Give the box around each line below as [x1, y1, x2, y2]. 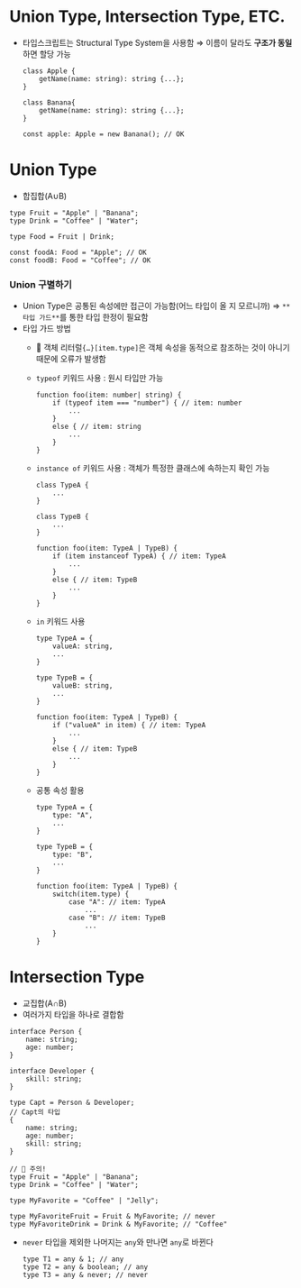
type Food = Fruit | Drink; [9, 232, 115, 241]
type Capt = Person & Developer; [9, 1098, 135, 1108]
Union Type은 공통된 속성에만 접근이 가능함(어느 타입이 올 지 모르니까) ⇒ [22, 300, 281, 312]
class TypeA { [35, 480, 89, 490]
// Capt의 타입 [9, 1108, 61, 1117]
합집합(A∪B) [22, 190, 68, 201]
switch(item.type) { [52, 890, 130, 899]
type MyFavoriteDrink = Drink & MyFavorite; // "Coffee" [9, 1219, 228, 1229]
